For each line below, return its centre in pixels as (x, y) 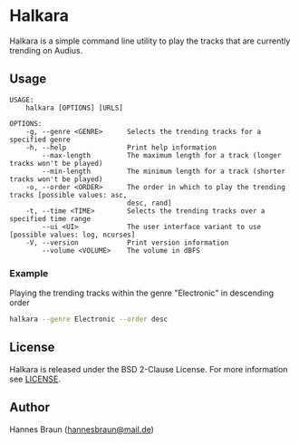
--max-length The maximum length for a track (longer (162, 155)
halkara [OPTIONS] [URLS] (75, 108)
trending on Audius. (46, 50)
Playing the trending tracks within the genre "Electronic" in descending (142, 293)
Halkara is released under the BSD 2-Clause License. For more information (149, 369)
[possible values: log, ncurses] (72, 235)
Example (29, 273)
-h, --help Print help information (121, 147)
